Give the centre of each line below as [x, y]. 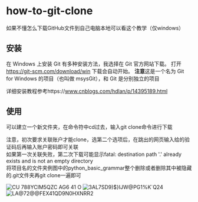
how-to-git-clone [49, 11]
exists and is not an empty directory [49, 161]
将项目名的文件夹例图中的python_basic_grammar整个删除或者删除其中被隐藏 [99, 168]
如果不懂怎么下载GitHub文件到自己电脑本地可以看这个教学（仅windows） [95, 28]
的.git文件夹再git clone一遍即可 [44, 175]
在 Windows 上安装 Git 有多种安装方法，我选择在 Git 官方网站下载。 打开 [94, 64]
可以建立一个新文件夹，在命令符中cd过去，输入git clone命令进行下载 [89, 127]
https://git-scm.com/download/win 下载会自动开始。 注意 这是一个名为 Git [95, 71]
